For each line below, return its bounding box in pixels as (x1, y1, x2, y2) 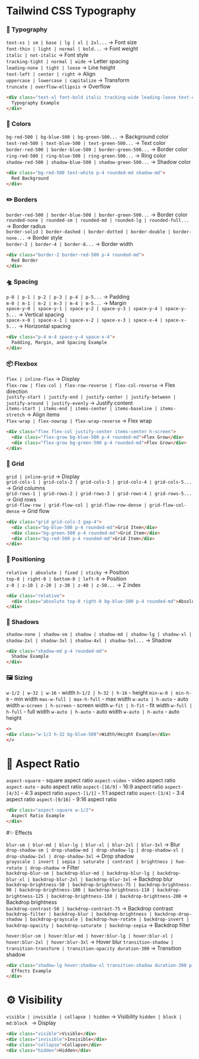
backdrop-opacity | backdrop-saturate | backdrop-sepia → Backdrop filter (6, 921, 191, 928)
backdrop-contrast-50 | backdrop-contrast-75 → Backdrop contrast (6, 904, 174, 912)
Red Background (11, 175, 49, 182)
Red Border (11, 257, 38, 264)
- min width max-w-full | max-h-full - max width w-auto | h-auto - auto (10, 695, 188, 702)
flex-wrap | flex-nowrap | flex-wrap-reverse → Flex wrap (6, 417, 152, 424)
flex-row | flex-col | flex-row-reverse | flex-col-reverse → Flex (6, 382, 176, 389)
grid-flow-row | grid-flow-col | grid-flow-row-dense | (6, 502, 147, 508)
